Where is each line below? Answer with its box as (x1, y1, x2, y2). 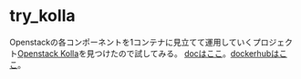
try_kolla (9, 5, 76, 26)
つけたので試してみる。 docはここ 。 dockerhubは (94, 47, 280, 59)
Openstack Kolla (17, 47, 79, 59)
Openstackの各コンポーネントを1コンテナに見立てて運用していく (9, 36, 254, 47)
